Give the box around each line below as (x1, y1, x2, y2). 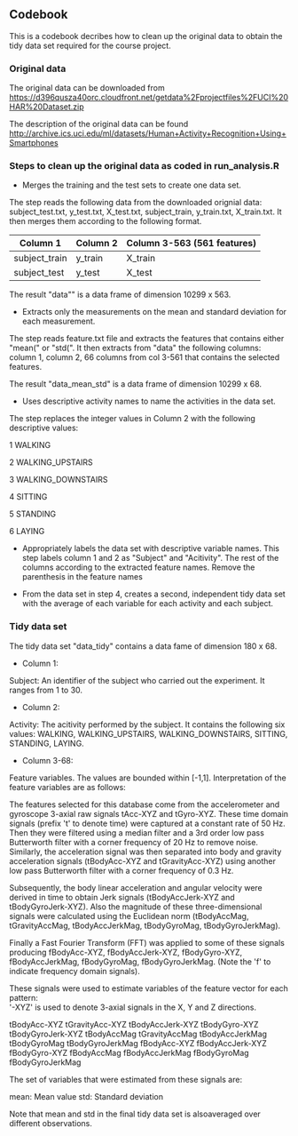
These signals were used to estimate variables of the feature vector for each (9, 982, 288, 994)
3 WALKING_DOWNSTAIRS (9, 475, 108, 485)
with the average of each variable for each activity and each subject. (21, 598, 273, 609)
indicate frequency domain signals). (9, 965, 140, 976)
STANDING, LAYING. (9, 738, 84, 748)
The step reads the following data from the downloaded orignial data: (9, 197, 263, 208)
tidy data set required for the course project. (9, 40, 171, 51)
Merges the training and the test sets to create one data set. (21, 180, 241, 190)
